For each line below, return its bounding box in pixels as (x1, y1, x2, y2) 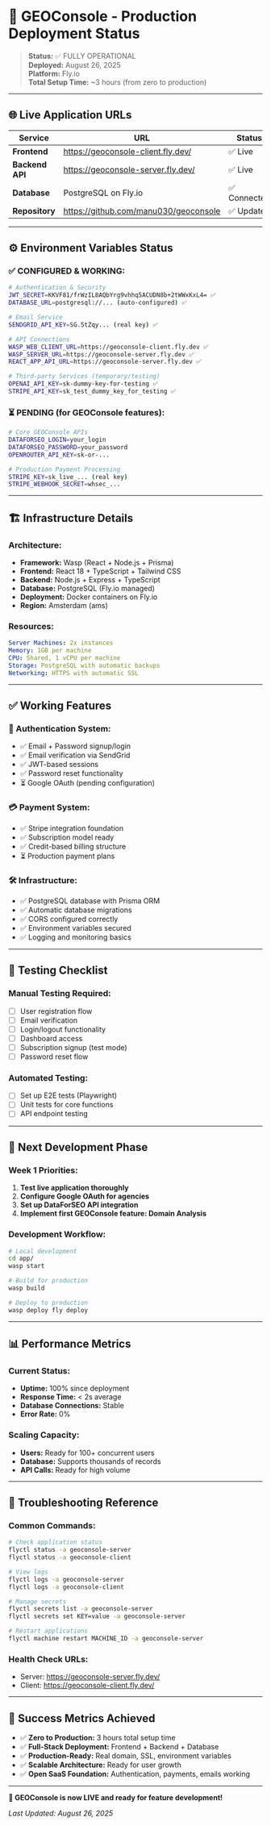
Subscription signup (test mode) (19, 1042, 127, 1052)
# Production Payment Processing (8, 465, 121, 473)
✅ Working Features (8, 699, 112, 713)
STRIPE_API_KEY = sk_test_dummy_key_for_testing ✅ (8, 387, 177, 396)
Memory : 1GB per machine (8, 647, 92, 655)
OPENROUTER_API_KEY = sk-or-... (8, 451, 110, 459)
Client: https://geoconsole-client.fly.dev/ (19, 1681, 155, 1691)
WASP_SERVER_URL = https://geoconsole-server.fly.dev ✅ (8, 350, 195, 358)
